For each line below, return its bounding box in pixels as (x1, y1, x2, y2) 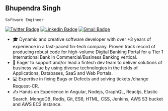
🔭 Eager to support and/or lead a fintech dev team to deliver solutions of (12, 59, 162, 65)
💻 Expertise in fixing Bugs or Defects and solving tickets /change (12, 75, 149, 82)
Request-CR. (12, 83, 39, 89)
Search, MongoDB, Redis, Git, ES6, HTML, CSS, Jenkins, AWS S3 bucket (12, 95, 163, 102)
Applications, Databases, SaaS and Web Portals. (12, 70, 113, 76)
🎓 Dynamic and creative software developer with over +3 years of (12, 36, 151, 42)
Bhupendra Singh (5, 4, 61, 13)
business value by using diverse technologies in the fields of (12, 65, 138, 71)
